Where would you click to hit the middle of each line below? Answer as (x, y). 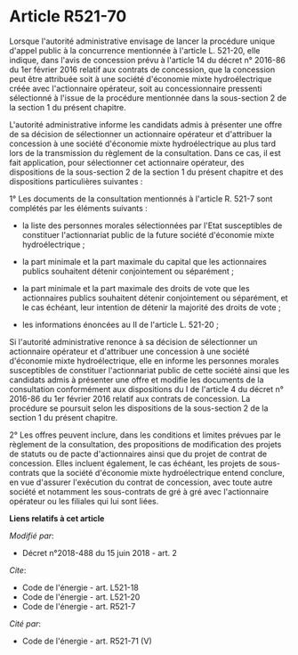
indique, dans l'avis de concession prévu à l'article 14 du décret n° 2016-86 (148, 60)
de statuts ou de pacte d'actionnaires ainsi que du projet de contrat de (138, 454)
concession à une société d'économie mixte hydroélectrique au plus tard (143, 143)
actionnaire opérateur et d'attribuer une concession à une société (129, 351)
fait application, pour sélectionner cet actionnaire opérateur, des (127, 162)
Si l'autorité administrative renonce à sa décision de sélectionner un (133, 341)
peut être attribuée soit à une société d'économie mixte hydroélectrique (141, 78)
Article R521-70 (68, 16)
